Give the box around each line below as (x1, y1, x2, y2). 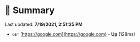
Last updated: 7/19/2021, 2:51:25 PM (5, 21, 83, 27)
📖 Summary (5, 5, 55, 16)
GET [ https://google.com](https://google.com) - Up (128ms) (12, 31, 135, 37)
